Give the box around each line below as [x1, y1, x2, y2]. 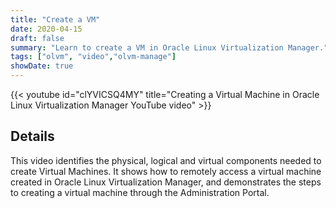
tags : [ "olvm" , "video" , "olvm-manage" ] [10, 52, 177, 62]
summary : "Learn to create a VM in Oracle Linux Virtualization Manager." [10, 42, 329, 53]
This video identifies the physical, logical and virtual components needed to [10, 154, 322, 166]
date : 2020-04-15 [10, 24, 83, 34]
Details [10, 128, 55, 145]
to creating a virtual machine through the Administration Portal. [10, 186, 270, 198]
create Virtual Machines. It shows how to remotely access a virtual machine [10, 165, 322, 177]
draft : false [10, 33, 65, 43]
